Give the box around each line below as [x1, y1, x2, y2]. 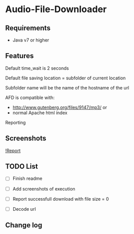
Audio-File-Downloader [5, 4, 107, 15]
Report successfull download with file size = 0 [12, 196, 109, 202]
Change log [5, 221, 42, 229]
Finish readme [12, 175, 42, 181]
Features [5, 52, 34, 60]
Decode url [12, 206, 36, 212]
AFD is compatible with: [5, 95, 55, 101]
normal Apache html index [12, 110, 68, 116]
